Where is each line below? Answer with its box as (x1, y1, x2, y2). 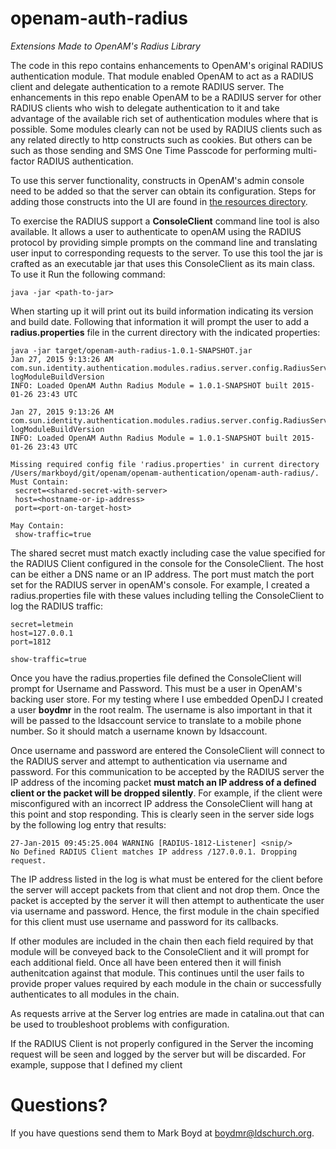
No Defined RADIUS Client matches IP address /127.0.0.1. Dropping (10, 847, 298, 857)
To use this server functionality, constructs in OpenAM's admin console (10, 174, 305, 186)
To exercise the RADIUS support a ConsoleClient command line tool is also (10, 215, 320, 227)
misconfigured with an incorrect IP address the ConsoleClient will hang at (10, 797, 313, 809)
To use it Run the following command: (10, 268, 166, 280)
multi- (292, 144, 318, 156)
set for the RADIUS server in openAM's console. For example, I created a (10, 578, 310, 591)
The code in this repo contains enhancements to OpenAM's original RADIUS (10, 59, 324, 71)
